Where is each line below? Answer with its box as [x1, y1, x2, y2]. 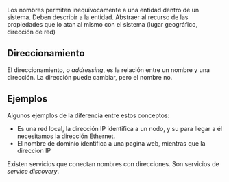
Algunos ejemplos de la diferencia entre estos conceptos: [7, 111, 170, 120]
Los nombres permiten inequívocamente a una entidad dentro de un [7, 6, 200, 14]
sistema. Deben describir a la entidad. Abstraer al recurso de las [7, 13, 189, 21]
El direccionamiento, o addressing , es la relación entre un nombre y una [7, 65, 210, 74]
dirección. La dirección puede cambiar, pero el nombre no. [7, 73, 173, 81]
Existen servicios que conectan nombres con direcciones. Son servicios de [7, 159, 219, 168]
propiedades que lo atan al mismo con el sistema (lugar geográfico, [7, 21, 197, 28]
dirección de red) [7, 27, 56, 36]
